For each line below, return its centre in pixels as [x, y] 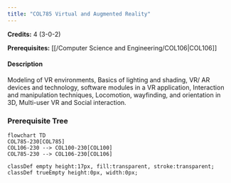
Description [25, 64]
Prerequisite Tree [38, 121]
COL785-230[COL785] [36, 142]
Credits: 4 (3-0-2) [34, 34]
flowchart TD [27, 135]
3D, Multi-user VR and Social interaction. [67, 102]
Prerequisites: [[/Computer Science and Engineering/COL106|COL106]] [112, 48]
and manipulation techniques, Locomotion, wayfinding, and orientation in [114, 95]
